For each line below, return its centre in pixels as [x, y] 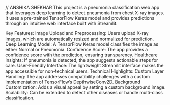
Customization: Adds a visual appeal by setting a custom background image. [86, 87]
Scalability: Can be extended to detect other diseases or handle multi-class [84, 93]
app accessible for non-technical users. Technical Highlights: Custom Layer [85, 71]
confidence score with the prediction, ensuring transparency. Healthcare [81, 55]
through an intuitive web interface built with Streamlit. [61, 23]
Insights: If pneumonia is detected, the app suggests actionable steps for [82, 60]
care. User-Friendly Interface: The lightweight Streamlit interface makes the [84, 66]
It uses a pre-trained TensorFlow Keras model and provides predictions [80, 18]
